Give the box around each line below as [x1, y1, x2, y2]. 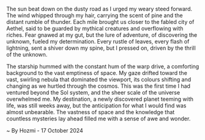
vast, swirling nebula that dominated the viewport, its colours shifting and [6, 76, 192, 83]
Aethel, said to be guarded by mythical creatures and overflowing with [6, 25, 184, 32]
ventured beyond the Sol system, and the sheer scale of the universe [6, 89, 181, 96]
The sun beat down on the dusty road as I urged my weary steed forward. [6, 6, 193, 12]
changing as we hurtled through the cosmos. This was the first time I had [6, 82, 191, 90]
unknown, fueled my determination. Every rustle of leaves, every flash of [6, 38, 190, 45]
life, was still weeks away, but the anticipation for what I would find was [6, 102, 187, 109]
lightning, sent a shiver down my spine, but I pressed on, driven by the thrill [6, 44, 196, 52]
